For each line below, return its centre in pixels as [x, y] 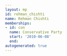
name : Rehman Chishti [27, 19]
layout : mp [16, 9]
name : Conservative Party [36, 32]
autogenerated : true [26, 46]
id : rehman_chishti [25, 14]
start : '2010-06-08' [30, 37]
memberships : [18, 23]
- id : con [15, 28]
